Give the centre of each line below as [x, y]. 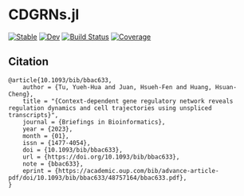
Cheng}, [21, 94]
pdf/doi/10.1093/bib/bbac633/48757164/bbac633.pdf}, [98, 178]
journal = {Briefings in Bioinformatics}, [94, 122]
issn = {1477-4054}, [57, 143]
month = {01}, [46, 136]
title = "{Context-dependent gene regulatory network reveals [128, 101]
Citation [29, 62]
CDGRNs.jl [44, 15]
